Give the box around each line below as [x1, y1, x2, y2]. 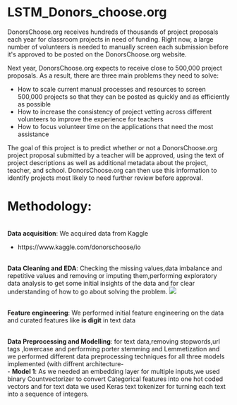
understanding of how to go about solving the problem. [7, 287, 168, 296]
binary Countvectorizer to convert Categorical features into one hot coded [7, 375, 224, 383]
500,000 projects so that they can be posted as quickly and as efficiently [17, 92, 231, 101]
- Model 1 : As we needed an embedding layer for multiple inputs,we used [7, 367, 220, 375]
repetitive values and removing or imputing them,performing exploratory [7, 271, 217, 279]
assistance [17, 130, 49, 138]
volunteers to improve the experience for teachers [17, 114, 164, 123]
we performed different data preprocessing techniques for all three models [7, 352, 225, 361]
